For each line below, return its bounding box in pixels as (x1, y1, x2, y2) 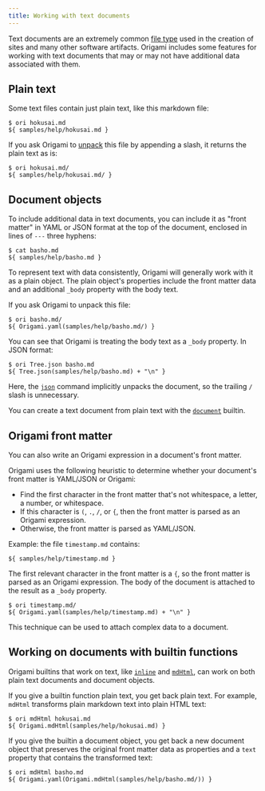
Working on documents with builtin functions (8, 645, 238, 659)
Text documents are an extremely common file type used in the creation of (8, 34, 254, 43)
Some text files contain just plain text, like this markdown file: (8, 103, 209, 113)
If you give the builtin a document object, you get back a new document (8, 736, 245, 745)
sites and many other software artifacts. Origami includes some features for (8, 42, 257, 52)
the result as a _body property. (8, 586, 108, 596)
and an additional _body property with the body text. (8, 285, 179, 295)
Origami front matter (8, 429, 113, 443)
